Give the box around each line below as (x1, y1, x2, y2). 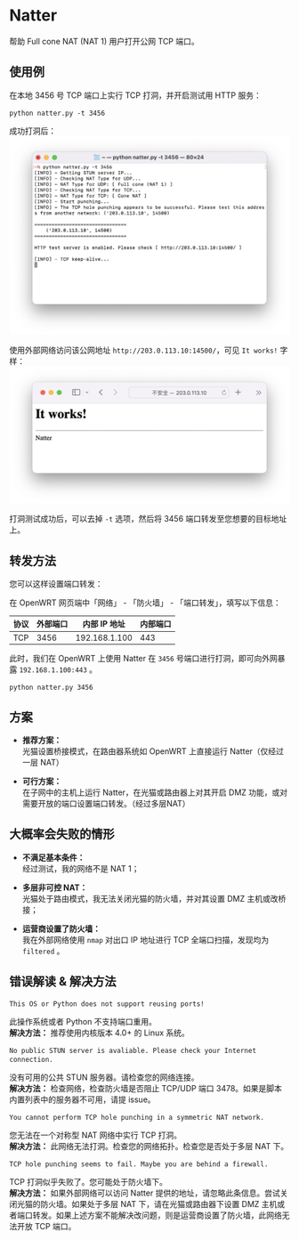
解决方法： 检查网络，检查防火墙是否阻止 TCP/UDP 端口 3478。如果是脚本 (9, 1082, 283, 1093)
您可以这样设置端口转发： (9, 578, 103, 588)
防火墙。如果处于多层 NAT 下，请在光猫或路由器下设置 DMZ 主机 (39, 1198, 278, 1209)
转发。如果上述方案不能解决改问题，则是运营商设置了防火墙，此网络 (32, 1210, 282, 1220)
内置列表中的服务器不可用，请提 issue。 (9, 1094, 156, 1105)
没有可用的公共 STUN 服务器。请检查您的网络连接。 (9, 1072, 199, 1082)
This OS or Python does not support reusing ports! (9, 999, 205, 1009)
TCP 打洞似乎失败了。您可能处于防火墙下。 (9, 1176, 167, 1187)
